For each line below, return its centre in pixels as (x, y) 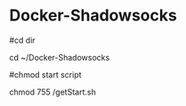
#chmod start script (45, 74)
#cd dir (22, 40)
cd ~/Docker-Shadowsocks (60, 57)
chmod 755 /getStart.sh (53, 92)
